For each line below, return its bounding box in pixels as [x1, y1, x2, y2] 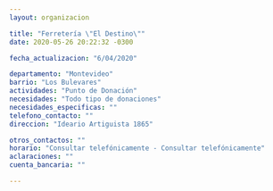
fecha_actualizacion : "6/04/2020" [9, 54, 138, 62]
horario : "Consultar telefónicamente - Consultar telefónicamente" [9, 144, 266, 153]
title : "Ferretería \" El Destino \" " [9, 29, 145, 38]
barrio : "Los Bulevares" [9, 78, 102, 87]
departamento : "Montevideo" [9, 70, 114, 79]
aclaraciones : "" [9, 153, 74, 162]
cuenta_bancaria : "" [9, 161, 87, 170]
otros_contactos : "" [9, 136, 87, 145]
